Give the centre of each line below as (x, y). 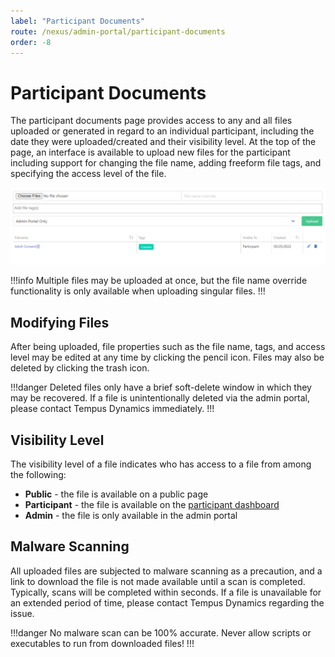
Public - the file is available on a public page (116, 494)
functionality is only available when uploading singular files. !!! (138, 291)
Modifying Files (60, 322)
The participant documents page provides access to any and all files (151, 121)
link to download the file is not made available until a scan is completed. (158, 581)
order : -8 (31, 42)
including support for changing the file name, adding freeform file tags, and (166, 163)
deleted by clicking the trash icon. (80, 368)
